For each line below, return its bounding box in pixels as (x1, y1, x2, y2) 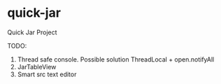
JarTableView (17, 62, 57, 71)
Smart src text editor (17, 70, 77, 78)
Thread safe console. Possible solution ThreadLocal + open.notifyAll (17, 55, 215, 64)
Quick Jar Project (7, 28, 57, 36)
